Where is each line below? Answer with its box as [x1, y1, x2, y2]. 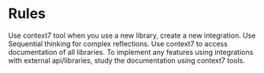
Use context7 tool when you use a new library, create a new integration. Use [8, 31, 256, 40]
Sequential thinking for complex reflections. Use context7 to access [8, 38, 229, 48]
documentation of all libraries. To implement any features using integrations [8, 47, 254, 57]
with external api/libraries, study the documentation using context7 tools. [8, 56, 246, 65]
